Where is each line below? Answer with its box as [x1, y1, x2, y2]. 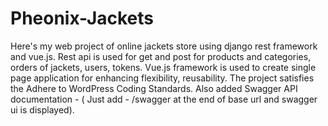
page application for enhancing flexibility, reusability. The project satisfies [10, 72, 315, 84]
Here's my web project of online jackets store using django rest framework [10, 40, 318, 52]
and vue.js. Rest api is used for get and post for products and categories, [10, 50, 312, 62]
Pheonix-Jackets [10, 7, 155, 30]
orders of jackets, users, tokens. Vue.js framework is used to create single [10, 61, 317, 73]
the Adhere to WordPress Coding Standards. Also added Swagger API [10, 82, 298, 94]
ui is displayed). [10, 103, 75, 116]
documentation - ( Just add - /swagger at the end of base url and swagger [10, 93, 318, 105]
